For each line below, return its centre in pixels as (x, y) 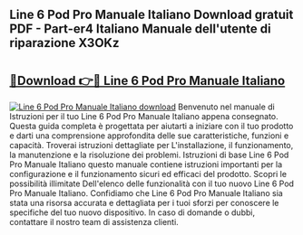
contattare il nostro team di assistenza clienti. (94, 222)
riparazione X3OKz (64, 43)
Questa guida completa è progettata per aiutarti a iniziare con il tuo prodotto (151, 126)
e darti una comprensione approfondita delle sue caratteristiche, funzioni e (149, 136)
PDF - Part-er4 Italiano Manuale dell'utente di (141, 29)
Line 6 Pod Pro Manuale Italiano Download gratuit (151, 15)
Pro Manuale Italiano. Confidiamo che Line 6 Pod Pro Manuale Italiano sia (146, 193)
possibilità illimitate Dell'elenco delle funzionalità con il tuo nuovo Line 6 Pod (152, 183)
